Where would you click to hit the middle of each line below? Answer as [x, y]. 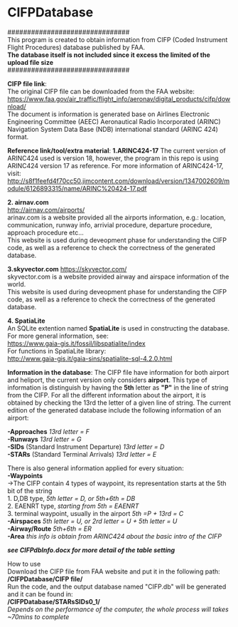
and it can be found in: [40, 594]
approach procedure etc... [45, 232]
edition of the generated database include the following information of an [114, 410]
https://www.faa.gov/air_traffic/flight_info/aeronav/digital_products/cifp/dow [119, 99]
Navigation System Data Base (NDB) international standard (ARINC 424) [113, 129]
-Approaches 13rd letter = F [49, 431]
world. [17, 284]
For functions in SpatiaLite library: [57, 351]
